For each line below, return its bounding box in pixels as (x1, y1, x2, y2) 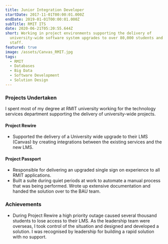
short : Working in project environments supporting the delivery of (5, 31, 152, 36)
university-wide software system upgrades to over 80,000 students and (10, 36, 163, 41)
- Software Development (10, 73, 59, 78)
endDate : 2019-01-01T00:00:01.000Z (5, 17, 80, 22)
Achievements (5, 201, 42, 208)
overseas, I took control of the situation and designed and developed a (12, 223, 159, 229)
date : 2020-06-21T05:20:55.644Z (5, 26, 73, 31)
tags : (5, 54, 17, 59)
